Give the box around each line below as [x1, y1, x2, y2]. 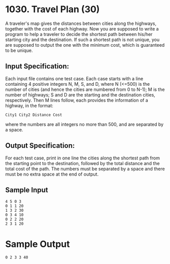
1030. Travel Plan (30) [5, 4, 100, 15]
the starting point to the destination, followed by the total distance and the [5, 160, 160, 166]
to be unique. [5, 47, 33, 53]
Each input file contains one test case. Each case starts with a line [5, 75, 144, 82]
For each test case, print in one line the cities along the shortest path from [5, 155, 160, 161]
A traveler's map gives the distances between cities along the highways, [5, 20, 156, 26]
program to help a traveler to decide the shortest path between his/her [5, 31, 153, 37]
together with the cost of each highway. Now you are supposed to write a [5, 25, 159, 31]
